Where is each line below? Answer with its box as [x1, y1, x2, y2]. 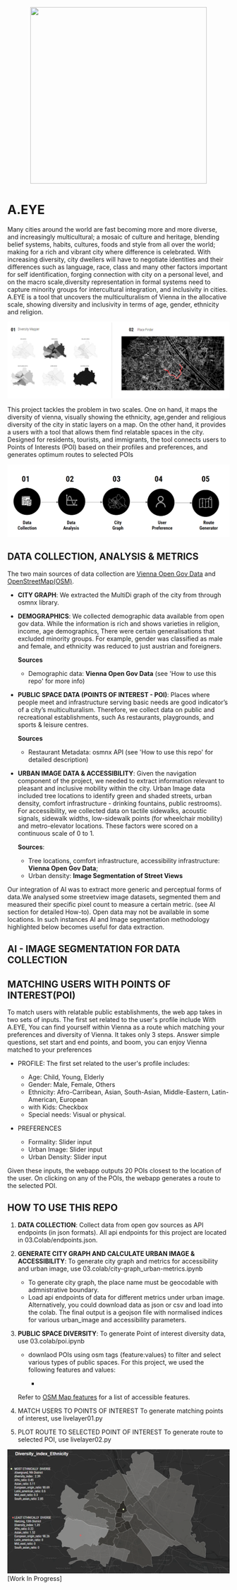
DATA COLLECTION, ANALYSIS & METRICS [7, 551, 199, 563]
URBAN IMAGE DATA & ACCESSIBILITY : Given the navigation [17, 769, 197, 777]
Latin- [211, 1088, 229, 1096]
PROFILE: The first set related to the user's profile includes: [17, 1060, 190, 1068]
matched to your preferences [7, 1045, 92, 1054]
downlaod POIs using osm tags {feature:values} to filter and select [28, 1350, 221, 1359]
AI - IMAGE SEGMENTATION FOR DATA [7, 943, 181, 955]
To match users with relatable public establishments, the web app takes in [7, 1008, 222, 1016]
